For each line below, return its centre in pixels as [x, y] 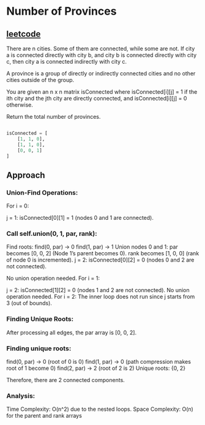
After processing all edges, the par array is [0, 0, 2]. [71, 333]
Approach [26, 175]
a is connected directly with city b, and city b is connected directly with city [102, 55]
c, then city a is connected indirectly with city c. [67, 62]
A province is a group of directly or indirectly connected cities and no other [101, 73]
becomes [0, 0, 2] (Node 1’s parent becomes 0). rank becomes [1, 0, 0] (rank [103, 254]
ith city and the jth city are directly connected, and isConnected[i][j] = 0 [97, 98]
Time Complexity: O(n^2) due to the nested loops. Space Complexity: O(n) [100, 409]
